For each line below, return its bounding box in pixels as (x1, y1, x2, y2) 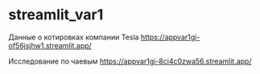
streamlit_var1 (8, 6, 104, 24)
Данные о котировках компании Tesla (8, 32, 139, 42)
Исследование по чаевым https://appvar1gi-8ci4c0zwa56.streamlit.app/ (8, 56, 252, 66)
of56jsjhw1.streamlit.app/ (8, 40, 93, 50)
